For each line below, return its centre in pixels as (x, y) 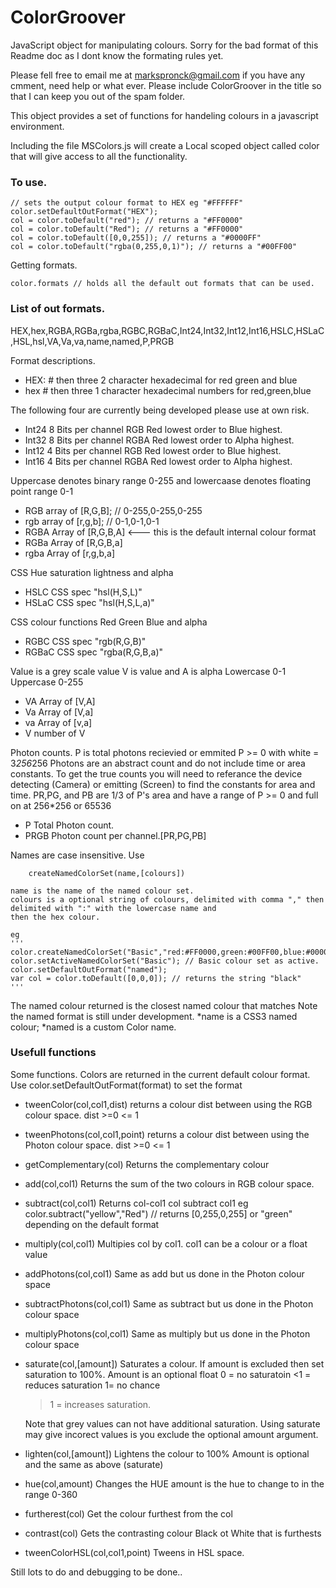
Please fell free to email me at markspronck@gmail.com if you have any (158, 75)
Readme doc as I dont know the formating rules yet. (117, 55)
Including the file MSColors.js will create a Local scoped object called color (165, 145)
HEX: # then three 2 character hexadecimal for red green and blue (161, 380)
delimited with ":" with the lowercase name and (113, 908)
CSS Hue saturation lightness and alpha (92, 572)
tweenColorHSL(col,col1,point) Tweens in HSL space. (134, 1552)
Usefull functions (53, 1053)
